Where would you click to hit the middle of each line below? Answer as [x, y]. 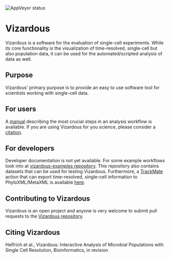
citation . [14, 132]
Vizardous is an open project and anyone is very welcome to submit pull [81, 211]
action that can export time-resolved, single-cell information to [71, 177]
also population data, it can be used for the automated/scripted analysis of [84, 53]
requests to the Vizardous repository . [44, 216]
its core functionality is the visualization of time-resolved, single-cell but [81, 48]
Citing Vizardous [33, 232]
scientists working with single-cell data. [47, 93]
